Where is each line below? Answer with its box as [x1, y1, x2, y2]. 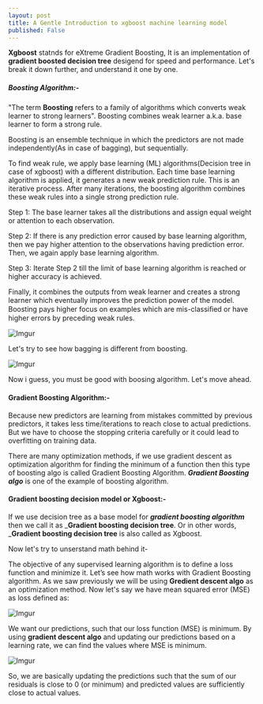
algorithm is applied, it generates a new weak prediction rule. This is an [8, 176, 240, 185]
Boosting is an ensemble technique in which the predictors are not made [8, 135, 244, 145]
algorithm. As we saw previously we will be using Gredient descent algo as [8, 576, 254, 585]
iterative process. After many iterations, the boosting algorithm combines [8, 184, 246, 194]
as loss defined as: [8, 592, 70, 602]
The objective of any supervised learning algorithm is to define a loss [8, 559, 234, 569]
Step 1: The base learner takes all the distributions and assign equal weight [8, 207, 252, 218]
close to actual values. [8, 687, 81, 697]
